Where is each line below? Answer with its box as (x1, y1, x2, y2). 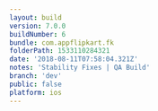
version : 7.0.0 (9, 21, 66, 30)
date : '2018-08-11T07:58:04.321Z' (9, 55, 139, 64)
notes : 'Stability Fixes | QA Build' (9, 64, 151, 73)
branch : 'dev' (9, 72, 63, 81)
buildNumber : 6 (9, 30, 66, 38)
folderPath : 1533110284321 (9, 47, 110, 55)
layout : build (9, 13, 63, 22)
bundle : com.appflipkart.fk (9, 38, 115, 47)
